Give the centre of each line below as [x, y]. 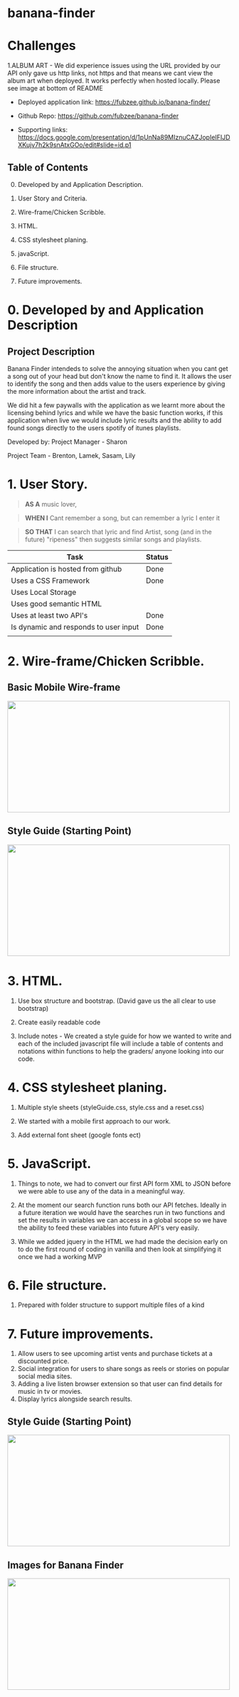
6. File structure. [57, 1285]
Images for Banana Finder [66, 1565]
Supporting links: [43, 130]
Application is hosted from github [67, 569]
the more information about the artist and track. [77, 391]
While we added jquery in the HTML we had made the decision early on [122, 1241]
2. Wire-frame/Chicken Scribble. [106, 662]
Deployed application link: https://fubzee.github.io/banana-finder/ [114, 102]
